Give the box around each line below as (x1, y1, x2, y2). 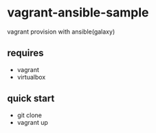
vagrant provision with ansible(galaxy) (7, 27, 115, 36)
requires (7, 47, 44, 59)
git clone (16, 111, 43, 119)
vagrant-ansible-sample (7, 5, 149, 21)
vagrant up (16, 118, 48, 126)
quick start (7, 93, 55, 104)
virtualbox (16, 73, 46, 81)
